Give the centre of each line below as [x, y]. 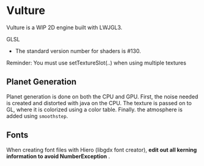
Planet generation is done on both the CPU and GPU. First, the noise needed [102, 96]
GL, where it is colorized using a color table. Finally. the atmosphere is [95, 109]
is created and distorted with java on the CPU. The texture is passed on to [99, 103]
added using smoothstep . [37, 116]
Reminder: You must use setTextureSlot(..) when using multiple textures [96, 63]
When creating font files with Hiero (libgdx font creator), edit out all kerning [102, 150]
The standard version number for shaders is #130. [78, 51]
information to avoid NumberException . [58, 156]
